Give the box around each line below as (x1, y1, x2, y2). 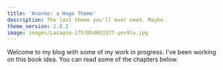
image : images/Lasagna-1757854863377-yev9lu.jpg (7, 29, 148, 36)
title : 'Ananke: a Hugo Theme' (7, 10, 96, 17)
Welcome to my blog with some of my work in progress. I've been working (7, 48, 217, 56)
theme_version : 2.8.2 (7, 23, 69, 30)
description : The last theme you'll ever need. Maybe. (7, 16, 167, 23)
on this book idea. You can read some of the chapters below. (7, 56, 179, 64)
